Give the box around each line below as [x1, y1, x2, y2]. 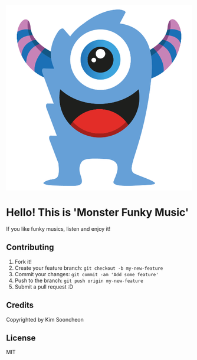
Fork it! [14, 258, 32, 265]
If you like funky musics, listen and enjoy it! [6, 225, 111, 232]
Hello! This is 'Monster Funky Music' [6, 206, 189, 220]
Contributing [6, 243, 54, 253]
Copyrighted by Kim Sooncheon [6, 316, 84, 323]
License [6, 333, 36, 343]
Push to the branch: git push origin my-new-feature [14, 277, 143, 284]
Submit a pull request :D [14, 283, 74, 290]
